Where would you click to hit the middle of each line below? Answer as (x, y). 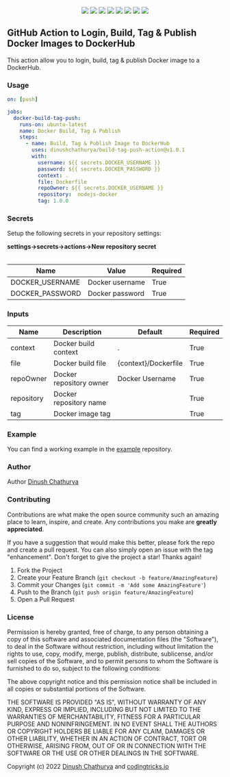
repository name (80, 402)
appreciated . (26, 529)
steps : (29, 137)
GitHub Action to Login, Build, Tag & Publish (102, 33)
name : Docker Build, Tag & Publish (70, 131)
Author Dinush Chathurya (43, 482)
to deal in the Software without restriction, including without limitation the (110, 646)
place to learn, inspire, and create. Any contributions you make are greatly (112, 521)
